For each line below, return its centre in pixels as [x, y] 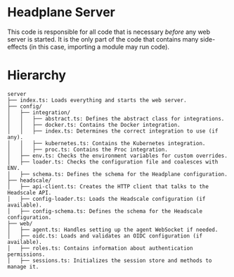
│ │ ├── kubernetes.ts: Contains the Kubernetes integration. [106, 143]
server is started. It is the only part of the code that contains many [103, 39]
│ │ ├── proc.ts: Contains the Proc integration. [88, 149]
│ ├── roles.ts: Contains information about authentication [100, 248]
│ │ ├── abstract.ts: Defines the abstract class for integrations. [116, 118]
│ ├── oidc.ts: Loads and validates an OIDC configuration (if [105, 236]
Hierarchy [37, 75]
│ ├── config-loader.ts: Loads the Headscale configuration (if [106, 199]
